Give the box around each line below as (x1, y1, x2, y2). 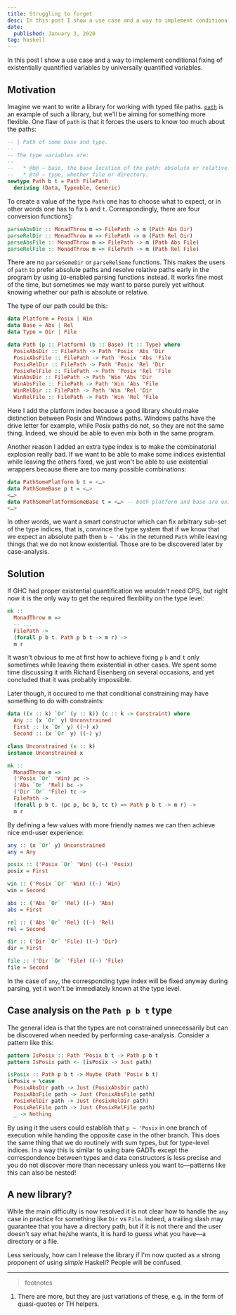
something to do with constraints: (7, 697, 104, 705)
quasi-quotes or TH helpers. (17, 1299, 100, 1308)
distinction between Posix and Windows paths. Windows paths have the (7, 414, 216, 422)
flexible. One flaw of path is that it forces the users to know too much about (7, 117, 225, 125)
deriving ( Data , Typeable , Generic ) (13, 185, 121, 192)
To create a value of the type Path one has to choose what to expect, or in (7, 197, 221, 205)
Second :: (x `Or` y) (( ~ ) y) (13, 730, 102, 737)
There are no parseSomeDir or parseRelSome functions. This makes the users (7, 258, 225, 266)
